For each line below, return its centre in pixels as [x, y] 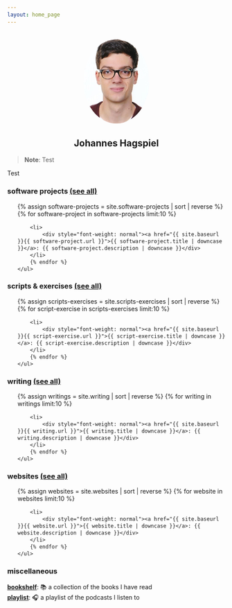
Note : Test [39, 160]
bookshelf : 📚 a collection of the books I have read [80, 587]
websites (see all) [37, 476]
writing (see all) [34, 381]
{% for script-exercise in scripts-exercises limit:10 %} [93, 309]
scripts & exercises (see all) [55, 286]
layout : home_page [34, 15]
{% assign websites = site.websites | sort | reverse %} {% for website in [120, 492]
